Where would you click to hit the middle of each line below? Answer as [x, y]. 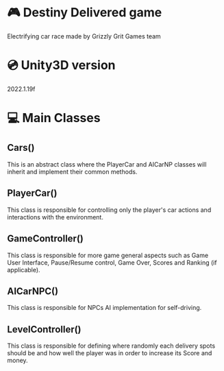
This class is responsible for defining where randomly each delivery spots [111, 346]
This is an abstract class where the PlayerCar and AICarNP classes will [107, 164]
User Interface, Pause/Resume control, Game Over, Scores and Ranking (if [112, 262]
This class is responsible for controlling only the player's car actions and [109, 210]
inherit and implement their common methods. [72, 171]
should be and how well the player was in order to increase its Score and [110, 353]
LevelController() [44, 329]
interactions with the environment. [55, 217]
